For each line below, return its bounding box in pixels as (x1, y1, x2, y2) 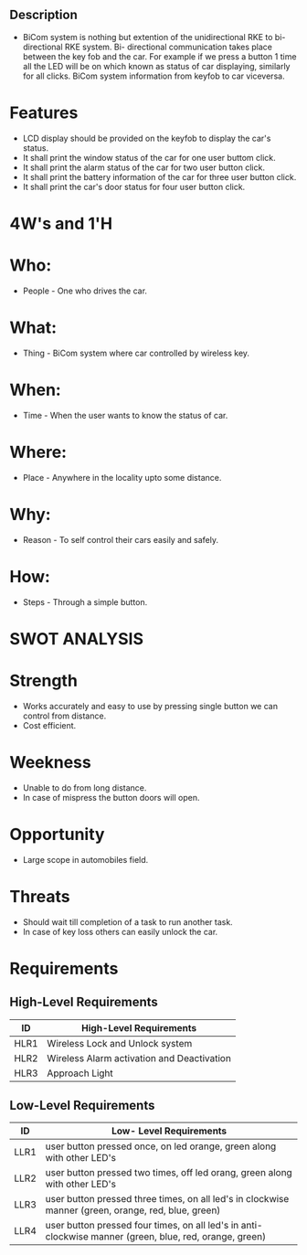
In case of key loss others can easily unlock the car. (22, 926, 218, 937)
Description (9, 7, 78, 23)
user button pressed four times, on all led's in (45, 1219, 239, 1232)
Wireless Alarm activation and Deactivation (47, 1051, 231, 1064)
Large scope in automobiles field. (22, 854, 149, 865)
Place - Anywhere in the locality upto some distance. (22, 472, 222, 483)
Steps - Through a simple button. (22, 596, 148, 607)
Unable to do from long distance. (22, 782, 147, 793)
